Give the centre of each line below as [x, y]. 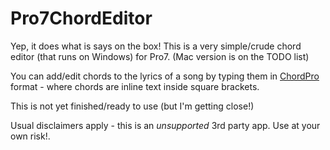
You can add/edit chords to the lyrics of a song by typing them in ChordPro [165, 76]
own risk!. [30, 136]
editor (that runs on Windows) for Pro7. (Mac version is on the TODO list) [160, 56]
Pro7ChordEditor [81, 18]
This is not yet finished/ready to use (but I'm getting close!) [132, 106]
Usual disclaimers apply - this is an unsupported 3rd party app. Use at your [165, 125]
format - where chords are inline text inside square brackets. [135, 86]
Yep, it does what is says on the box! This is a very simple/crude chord [156, 46]
